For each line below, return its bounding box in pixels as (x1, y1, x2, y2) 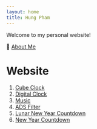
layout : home (6, 8, 39, 15)
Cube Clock (15, 84, 45, 91)
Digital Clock (15, 90, 47, 98)
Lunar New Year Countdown (15, 110, 86, 117)
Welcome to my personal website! (6, 31, 91, 38)
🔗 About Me (6, 43, 36, 50)
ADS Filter (15, 104, 41, 111)
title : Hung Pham (6, 15, 50, 21)
